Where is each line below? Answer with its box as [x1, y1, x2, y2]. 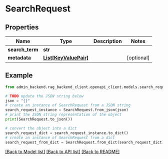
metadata [7, 54, 31, 61]
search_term [7, 46, 38, 53]
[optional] [126, 54, 150, 61]
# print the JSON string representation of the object [5, 112, 122, 117]
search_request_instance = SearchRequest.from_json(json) [5, 107, 128, 112]
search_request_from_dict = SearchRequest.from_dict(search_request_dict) [5, 139, 164, 145]
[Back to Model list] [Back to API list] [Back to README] [5, 148, 120, 155]
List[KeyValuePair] [43, 54, 89, 61]
